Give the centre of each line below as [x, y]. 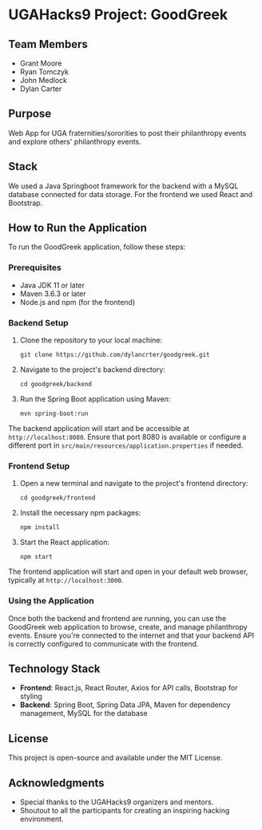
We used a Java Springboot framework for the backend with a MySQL [123, 186]
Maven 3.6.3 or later [53, 294]
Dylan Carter [41, 89]
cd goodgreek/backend [56, 385]
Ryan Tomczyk [44, 72]
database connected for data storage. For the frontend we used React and [131, 194]
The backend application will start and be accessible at [99, 429]
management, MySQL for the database [83, 713]
